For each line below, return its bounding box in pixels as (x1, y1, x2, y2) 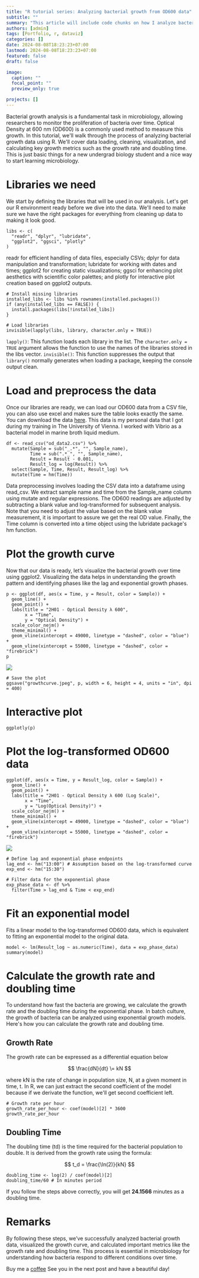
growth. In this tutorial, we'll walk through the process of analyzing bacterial (6, 131, 191, 139)
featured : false (6, 53, 46, 59)
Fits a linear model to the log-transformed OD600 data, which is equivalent (6, 926, 189, 934)
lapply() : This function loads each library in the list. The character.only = (6, 337, 188, 345)
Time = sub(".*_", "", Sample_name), (30, 450, 123, 457)
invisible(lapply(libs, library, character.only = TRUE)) (6, 327, 152, 333)
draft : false (6, 58, 38, 64)
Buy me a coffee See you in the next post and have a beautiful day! (6, 1266, 170, 1272)
